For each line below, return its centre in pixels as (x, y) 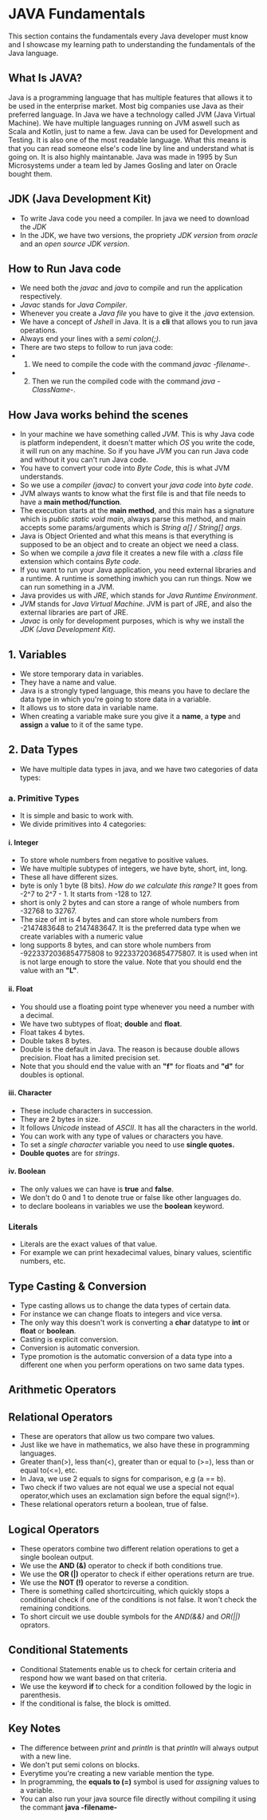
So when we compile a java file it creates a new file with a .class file (132, 553)
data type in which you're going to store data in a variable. (115, 699)
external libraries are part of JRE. (74, 613)
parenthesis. (40, 1695)
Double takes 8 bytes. (56, 1040)
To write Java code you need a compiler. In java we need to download (134, 218)
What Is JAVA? (45, 78)
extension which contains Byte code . (80, 562)
